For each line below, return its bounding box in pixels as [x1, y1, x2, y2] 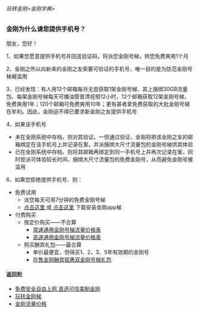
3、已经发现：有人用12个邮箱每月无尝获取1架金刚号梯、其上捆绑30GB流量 [6, 85, 188, 92]
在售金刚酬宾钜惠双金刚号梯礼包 [32, 256, 112, 263]
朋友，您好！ [6, 39, 38, 47]
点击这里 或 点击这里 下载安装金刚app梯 [23, 203, 122, 211]
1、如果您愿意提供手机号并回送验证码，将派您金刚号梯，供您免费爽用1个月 [6, 52, 189, 59]
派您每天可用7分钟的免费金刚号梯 [23, 196, 106, 203]
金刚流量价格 [14, 300, 47, 307]
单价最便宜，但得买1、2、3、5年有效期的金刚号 [32, 248, 149, 256]
